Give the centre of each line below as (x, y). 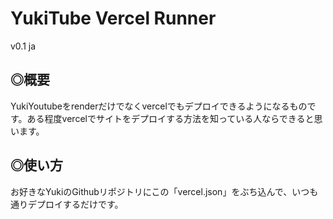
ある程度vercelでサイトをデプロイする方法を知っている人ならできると (170, 118)
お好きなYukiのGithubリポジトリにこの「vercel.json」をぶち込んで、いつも (164, 191)
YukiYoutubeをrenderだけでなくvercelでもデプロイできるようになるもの (159, 106)
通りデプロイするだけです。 (67, 204)
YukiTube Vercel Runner (113, 18)
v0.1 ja (23, 46)
